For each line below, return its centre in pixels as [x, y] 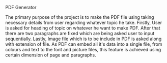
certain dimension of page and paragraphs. [51, 55]
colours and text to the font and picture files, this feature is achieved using [83, 50]
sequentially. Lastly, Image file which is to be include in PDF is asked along [83, 39]
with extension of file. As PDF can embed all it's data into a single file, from [84, 44]
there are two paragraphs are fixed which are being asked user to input [80, 33]
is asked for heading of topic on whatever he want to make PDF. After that [83, 28]
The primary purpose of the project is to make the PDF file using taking [80, 17]
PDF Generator [21, 7]
